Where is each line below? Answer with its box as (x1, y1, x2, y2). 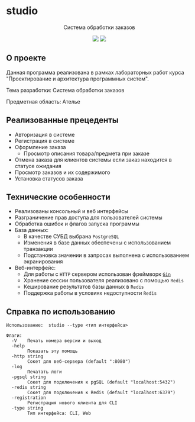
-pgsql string (11, 374, 46, 380)
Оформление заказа (14, 143, 66, 150)
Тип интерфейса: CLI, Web (27, 410, 92, 417)
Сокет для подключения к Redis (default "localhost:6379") (27, 389, 176, 396)
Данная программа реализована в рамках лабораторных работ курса (6, 69, 184, 76)
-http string (11, 353, 44, 359)
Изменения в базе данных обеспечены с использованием (23, 239, 171, 246)
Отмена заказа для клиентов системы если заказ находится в (14, 156, 173, 163)
